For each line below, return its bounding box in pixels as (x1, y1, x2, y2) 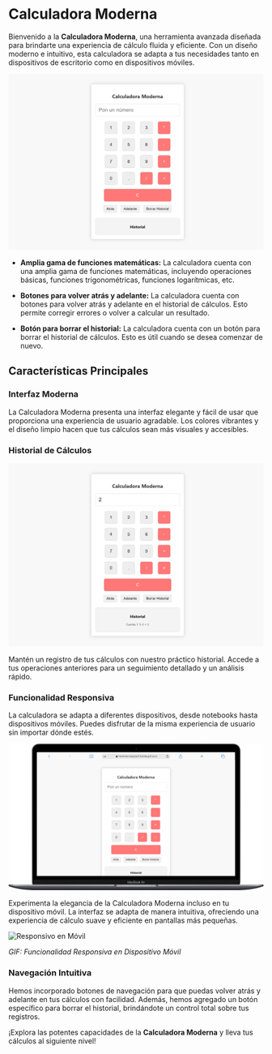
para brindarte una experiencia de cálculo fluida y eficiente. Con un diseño (8, 40, 257, 49)
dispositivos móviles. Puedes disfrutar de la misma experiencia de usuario (8, 718, 256, 728)
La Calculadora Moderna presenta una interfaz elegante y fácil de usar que (8, 407, 259, 417)
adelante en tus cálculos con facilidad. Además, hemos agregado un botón (8, 994, 258, 1004)
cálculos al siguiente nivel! (8, 1035, 96, 1046)
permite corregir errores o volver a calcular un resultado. (19, 307, 210, 317)
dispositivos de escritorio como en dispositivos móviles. (8, 58, 195, 67)
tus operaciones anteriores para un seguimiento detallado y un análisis (8, 662, 244, 673)
